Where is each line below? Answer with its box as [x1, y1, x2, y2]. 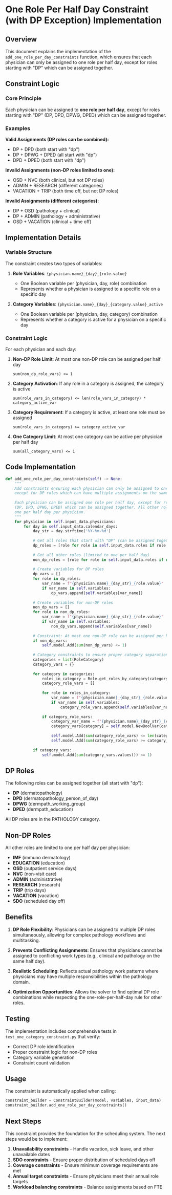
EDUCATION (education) [12, 860, 66, 866]
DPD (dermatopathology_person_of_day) [12, 795, 99, 801]
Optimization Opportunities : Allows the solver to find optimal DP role [12, 989, 160, 995]
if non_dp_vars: [32, 638, 68, 643]
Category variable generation [12, 1054, 75, 1060]
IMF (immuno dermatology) [12, 855, 71, 861]
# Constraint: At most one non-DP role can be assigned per [32, 633, 164, 638]
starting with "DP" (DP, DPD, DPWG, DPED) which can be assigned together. [5, 112, 166, 118]
